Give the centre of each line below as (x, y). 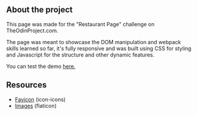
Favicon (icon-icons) (40, 99)
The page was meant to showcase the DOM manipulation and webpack (94, 42)
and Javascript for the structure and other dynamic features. (80, 55)
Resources (26, 85)
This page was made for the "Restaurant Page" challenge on (80, 24)
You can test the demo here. (41, 66)
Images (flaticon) (36, 105)
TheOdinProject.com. (32, 30)
